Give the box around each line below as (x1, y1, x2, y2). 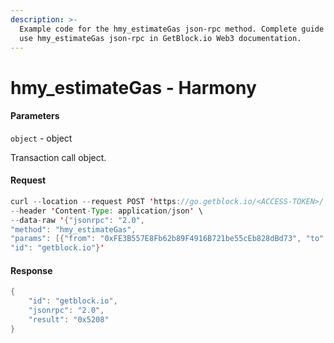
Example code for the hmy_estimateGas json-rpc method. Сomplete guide (19, 24, 325, 34)
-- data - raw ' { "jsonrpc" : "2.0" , (10, 215, 145, 225)
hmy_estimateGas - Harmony (10, 76, 257, 99)
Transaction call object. (10, 151, 107, 163)
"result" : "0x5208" (28, 315, 110, 325)
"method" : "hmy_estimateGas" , (10, 224, 137, 235)
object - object (10, 132, 73, 144)
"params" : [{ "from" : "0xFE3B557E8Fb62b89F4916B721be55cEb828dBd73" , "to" (10, 234, 325, 244)
